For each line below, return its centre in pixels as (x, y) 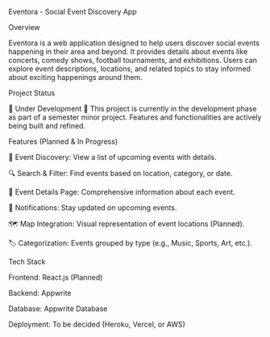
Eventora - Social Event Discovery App (73, 12)
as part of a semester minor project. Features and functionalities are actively (135, 117)
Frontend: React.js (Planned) (56, 277)
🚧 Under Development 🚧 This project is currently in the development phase (133, 109)
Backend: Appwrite (40, 293)
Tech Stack (27, 261)
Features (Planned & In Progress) (63, 141)
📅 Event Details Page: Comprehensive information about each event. (122, 192)
